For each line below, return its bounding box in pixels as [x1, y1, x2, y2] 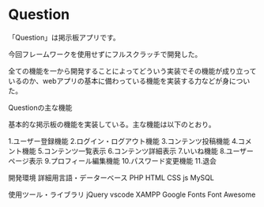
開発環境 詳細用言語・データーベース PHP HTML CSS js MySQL [8, 172, 215, 183]
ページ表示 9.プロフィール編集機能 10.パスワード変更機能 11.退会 [8, 156, 217, 165]
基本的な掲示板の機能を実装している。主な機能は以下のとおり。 [8, 119, 216, 129]
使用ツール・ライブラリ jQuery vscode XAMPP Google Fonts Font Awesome [8, 190, 256, 199]
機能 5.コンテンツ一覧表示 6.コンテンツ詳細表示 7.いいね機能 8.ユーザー [21, 146, 255, 156]
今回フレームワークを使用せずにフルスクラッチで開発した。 [8, 49, 202, 58]
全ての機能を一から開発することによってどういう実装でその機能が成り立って [8, 66, 257, 76]
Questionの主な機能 [8, 103, 73, 112]
